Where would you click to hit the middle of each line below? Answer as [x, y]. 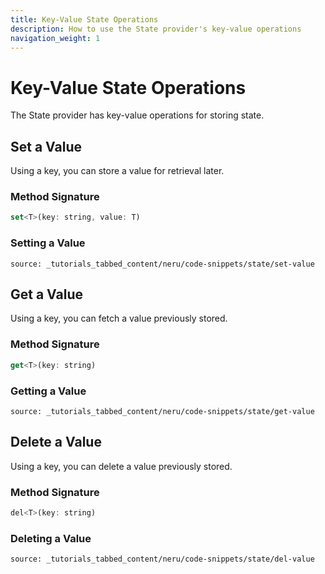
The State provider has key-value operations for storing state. [137, 115]
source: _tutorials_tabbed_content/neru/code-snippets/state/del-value [162, 559]
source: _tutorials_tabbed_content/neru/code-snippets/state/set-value [162, 264]
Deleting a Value [51, 538]
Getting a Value [48, 391]
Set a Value [46, 146]
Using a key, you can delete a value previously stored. [121, 466]
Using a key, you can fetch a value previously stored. [119, 318]
